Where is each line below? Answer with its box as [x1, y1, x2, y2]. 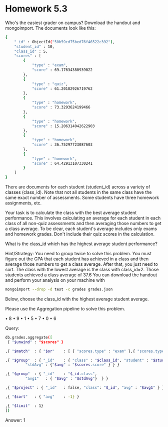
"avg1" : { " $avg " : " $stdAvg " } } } [25, 376, 108, 381]
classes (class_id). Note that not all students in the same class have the [5, 189, 152, 195]
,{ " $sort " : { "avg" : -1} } [5, 394, 79, 399]
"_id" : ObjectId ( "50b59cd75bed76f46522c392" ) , [14, 39, 115, 44]
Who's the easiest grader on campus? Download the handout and [5, 20, 140, 26]
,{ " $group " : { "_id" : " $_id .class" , [5, 371, 97, 377]
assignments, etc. [5, 200, 42, 206]
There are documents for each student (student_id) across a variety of [5, 184, 150, 190]
